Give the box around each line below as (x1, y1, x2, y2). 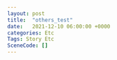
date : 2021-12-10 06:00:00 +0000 (7, 23, 111, 30)
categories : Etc (7, 29, 54, 37)
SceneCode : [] (7, 42, 49, 49)
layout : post (7, 10, 45, 17)
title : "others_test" (7, 17, 73, 23)
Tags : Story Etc (7, 36, 54, 43)
